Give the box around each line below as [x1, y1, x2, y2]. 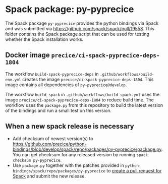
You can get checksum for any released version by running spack [12, 151, 148, 157]
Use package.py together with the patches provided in [12, 162, 125, 168]
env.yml [5, 77, 22, 82]
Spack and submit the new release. [12, 173, 86, 179]
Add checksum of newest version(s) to [12, 135, 93, 142]
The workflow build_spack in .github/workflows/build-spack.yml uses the [5, 91, 160, 97]
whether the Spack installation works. [5, 36, 84, 42]
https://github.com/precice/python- [12, 141, 87, 147]
